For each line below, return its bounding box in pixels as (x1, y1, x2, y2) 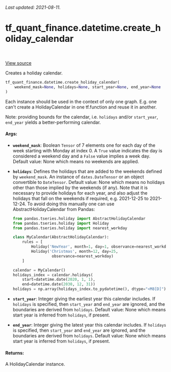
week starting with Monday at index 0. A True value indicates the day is (12, 147, 162, 153)
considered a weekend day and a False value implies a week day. (12, 153, 151, 159)
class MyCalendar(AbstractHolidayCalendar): (12, 234, 109, 240)
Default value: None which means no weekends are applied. (12, 158, 139, 165)
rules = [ (22, 240, 43, 245)
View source (5, 60, 32, 66)
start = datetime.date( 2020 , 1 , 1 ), (22, 277, 95, 282)
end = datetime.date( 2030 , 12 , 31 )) (22, 282, 95, 287)
